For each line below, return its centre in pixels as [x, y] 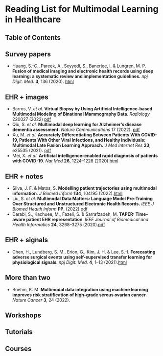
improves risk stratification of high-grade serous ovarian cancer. [80, 295]
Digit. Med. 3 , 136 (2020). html [43, 81]
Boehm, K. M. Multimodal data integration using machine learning [80, 289]
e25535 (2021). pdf [32, 151]
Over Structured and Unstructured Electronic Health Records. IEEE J [83, 204]
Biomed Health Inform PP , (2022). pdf [50, 209]
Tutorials [19, 332]
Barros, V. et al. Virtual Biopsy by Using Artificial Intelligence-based [82, 109]
